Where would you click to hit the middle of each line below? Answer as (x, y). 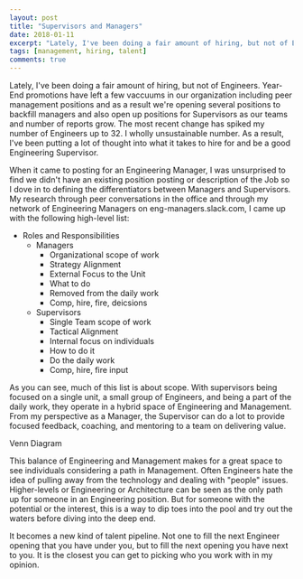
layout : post (34, 18)
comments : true (38, 60)
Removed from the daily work (104, 293)
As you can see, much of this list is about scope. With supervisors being (143, 388)
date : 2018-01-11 (42, 34)
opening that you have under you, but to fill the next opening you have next (149, 546)
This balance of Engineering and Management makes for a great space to (146, 461)
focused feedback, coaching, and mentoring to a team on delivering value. (148, 426)
